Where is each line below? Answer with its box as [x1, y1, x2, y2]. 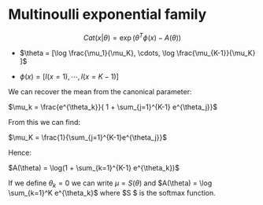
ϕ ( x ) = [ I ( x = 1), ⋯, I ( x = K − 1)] [19, 71, 120, 81]
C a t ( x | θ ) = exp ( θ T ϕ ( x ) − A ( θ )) [83, 31, 182, 42]
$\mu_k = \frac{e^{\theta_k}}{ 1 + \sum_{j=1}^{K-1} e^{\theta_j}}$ [8, 102, 218, 112]
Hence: [8, 148, 32, 157]
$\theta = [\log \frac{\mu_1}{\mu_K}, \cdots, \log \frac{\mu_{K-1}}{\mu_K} [19, 48, 256, 57]
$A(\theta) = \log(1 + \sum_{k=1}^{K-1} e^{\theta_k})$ [8, 163, 180, 172]
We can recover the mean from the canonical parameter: [8, 86, 192, 96]
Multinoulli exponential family [8, 5, 207, 24]
